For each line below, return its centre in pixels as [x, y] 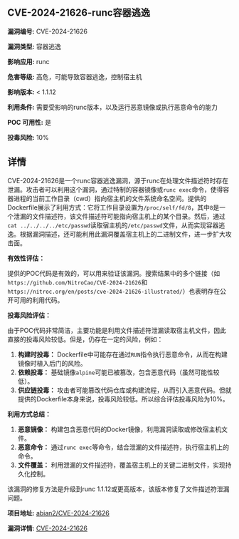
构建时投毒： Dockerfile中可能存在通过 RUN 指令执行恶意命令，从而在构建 [122, 354]
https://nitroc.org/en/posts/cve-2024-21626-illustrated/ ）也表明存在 [114, 291]
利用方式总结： [29, 414]
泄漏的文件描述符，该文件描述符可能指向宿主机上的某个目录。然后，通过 [119, 216]
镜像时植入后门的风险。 [52, 363]
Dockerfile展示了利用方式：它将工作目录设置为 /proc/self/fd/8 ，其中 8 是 [113, 207]
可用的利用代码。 [38, 300]
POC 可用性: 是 [30, 122]
